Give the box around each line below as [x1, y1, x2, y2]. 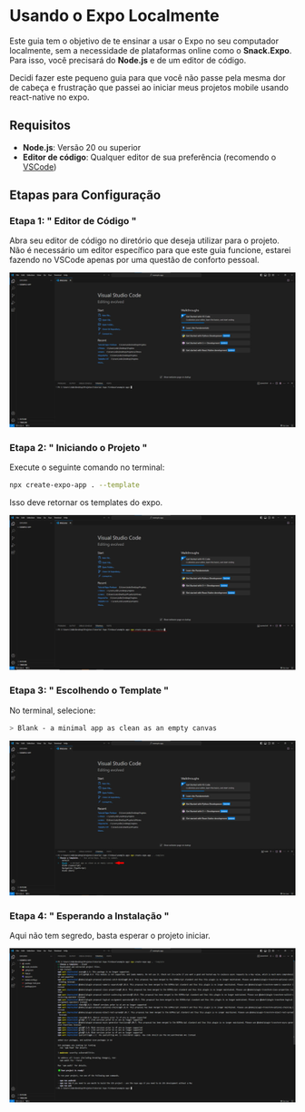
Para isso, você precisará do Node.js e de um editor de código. [9, 54, 247, 65]
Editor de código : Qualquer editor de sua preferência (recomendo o [22, 151, 277, 162]
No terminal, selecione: [9, 705, 96, 716]
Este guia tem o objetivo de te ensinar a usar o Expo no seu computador [9, 35, 280, 46]
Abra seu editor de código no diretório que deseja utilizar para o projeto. [9, 235, 280, 246]
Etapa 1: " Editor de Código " [9, 215, 137, 228]
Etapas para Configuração [9, 188, 162, 203]
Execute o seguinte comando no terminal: [9, 462, 165, 473]
